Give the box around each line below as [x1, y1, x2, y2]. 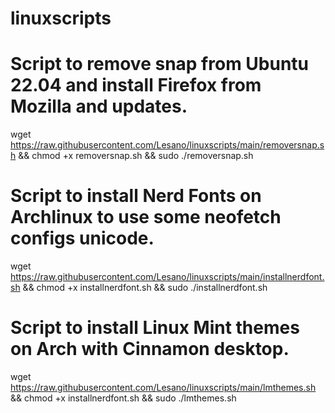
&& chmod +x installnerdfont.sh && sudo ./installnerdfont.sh [22, 282, 268, 294]
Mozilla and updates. [10, 95, 188, 118]
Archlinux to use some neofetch [10, 206, 282, 229]
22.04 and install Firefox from [10, 74, 262, 97]
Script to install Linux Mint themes [10, 317, 300, 339]
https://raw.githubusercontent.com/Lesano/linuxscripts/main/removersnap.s [10, 139, 325, 151]
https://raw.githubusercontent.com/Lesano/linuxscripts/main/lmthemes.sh [10, 382, 317, 393]
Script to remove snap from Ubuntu [10, 53, 310, 76]
